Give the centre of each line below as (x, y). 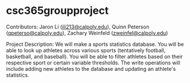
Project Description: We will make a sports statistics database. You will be (95, 44)
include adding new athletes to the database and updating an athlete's (91, 68)
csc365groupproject (57, 11)
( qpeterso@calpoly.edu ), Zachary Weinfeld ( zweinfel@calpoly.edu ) (87, 33)
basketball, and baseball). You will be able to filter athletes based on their (94, 56)
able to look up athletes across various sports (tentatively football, (86, 50)
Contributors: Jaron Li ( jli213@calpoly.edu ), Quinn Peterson (78, 27)
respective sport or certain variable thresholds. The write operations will (93, 63)
